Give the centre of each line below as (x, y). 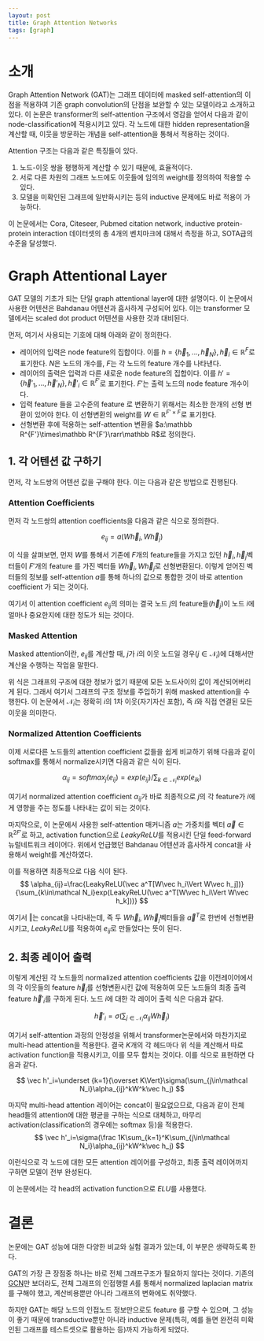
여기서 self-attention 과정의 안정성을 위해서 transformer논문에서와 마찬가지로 (128, 1035)
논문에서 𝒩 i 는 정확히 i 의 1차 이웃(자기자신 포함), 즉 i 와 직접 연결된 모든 (146, 702)
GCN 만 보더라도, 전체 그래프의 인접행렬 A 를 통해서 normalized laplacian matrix (131, 1283)
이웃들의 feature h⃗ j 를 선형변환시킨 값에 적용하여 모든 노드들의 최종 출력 (136, 988)
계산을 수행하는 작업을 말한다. (53, 665)
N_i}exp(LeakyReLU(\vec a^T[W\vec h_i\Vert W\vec (165, 892)
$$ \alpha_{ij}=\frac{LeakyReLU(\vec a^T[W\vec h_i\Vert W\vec (123, 884)
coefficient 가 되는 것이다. (48, 587)
